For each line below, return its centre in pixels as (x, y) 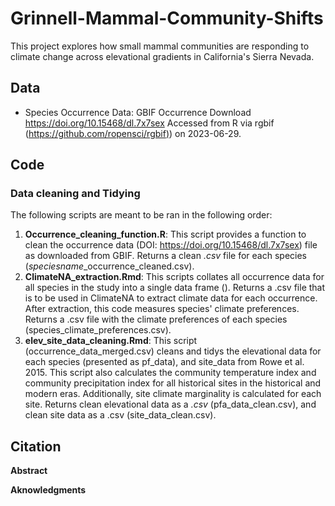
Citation (36, 446)
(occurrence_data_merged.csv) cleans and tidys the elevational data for (173, 351)
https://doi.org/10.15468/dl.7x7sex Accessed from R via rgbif (149, 123)
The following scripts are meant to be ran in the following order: (141, 215)
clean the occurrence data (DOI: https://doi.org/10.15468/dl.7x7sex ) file (171, 245)
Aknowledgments (48, 490)
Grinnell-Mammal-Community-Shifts (167, 18)
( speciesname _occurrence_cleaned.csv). (109, 266)
